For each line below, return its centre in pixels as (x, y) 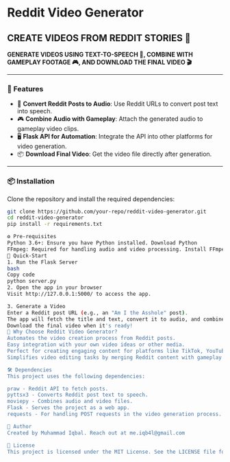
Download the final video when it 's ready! (70, 325)
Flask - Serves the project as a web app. (68, 408)
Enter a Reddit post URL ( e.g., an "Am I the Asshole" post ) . (98, 313)
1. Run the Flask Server (42, 262)
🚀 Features (25, 89)
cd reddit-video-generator (46, 218)
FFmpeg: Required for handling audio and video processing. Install (107, 249)
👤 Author (20, 426)
